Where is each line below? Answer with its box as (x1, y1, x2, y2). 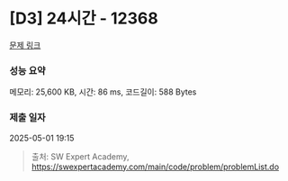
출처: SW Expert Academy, (31, 150, 130, 162)
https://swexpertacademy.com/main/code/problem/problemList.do (31, 161, 280, 172)
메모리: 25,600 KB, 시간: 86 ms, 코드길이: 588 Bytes (9, 86, 197, 97)
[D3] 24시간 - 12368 (9, 8, 159, 29)
